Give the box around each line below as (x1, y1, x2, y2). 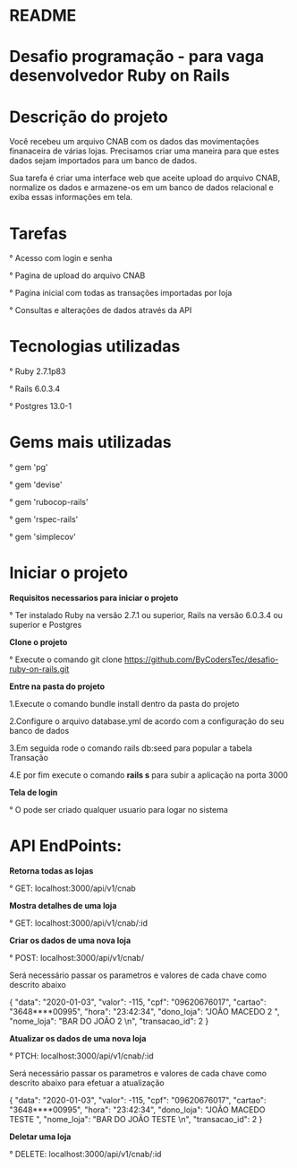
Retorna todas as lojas (9, 866, 94, 876)
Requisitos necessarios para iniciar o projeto (9, 593, 179, 604)
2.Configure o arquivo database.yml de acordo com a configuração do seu (9, 716, 284, 727)
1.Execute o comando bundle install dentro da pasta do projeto (9, 699, 240, 710)
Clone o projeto (9, 637, 68, 648)
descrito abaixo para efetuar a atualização (9, 1077, 165, 1088)
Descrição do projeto (9, 107, 168, 126)
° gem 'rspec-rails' (9, 514, 79, 525)
